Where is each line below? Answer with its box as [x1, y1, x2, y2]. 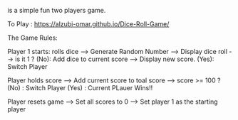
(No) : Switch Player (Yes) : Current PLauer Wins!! [7, 84, 153, 92]
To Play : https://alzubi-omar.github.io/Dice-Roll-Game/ [7, 20, 170, 28]
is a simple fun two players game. [7, 6, 106, 14]
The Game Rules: [7, 33, 58, 42]
